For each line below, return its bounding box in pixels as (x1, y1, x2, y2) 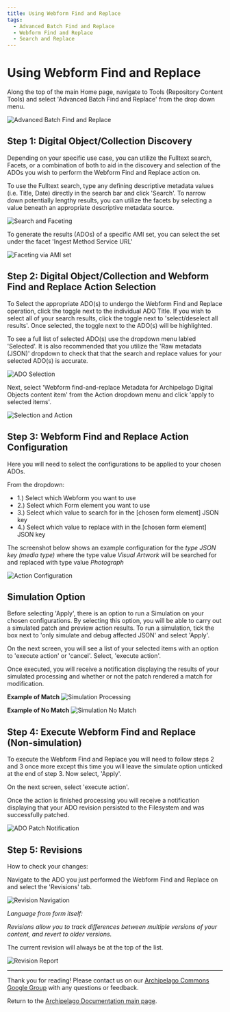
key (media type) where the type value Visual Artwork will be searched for (7, 550, 217, 559)
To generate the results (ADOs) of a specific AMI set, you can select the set (7, 230, 220, 238)
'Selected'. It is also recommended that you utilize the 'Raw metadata (7, 342, 202, 350)
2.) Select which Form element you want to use (16, 501, 151, 509)
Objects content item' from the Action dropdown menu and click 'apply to (7, 390, 214, 399)
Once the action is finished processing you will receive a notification (7, 797, 200, 805)
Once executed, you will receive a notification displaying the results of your (7, 665, 219, 673)
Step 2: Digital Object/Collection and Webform (7, 270, 209, 282)
